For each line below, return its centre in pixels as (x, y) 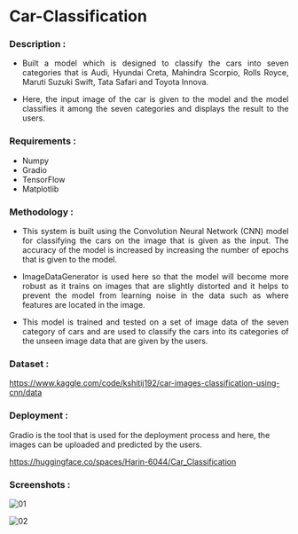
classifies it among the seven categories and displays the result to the (155, 109)
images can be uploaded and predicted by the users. (106, 444)
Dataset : (29, 364)
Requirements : (43, 141)
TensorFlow (43, 179)
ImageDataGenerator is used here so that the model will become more (155, 277)
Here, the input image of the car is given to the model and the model (155, 99)
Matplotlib (40, 189)
